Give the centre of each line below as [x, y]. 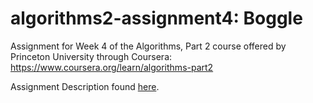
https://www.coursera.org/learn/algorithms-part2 [112, 67]
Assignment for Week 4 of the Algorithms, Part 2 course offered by [148, 46]
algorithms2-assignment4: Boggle [156, 18]
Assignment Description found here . [85, 86]
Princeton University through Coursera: [91, 56]
